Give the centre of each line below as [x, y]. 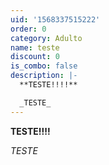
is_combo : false [44, 66]
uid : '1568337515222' [55, 19]
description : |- [44, 76]
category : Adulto [46, 38]
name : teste [35, 47]
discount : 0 [35, 57]
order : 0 [28, 29]
